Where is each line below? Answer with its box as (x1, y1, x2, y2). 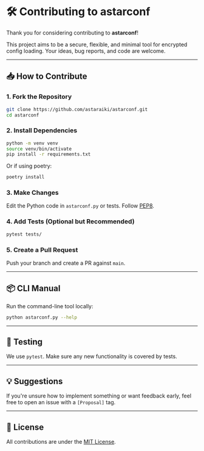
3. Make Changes (6, 189, 59, 197)
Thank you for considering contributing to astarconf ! (6, 29, 138, 36)
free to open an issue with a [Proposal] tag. (6, 399, 116, 406)
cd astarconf (6, 112, 39, 118)
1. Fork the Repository (6, 92, 72, 101)
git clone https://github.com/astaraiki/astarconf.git (6, 106, 148, 112)
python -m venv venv (6, 140, 59, 146)
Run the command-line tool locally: (6, 302, 93, 310)
